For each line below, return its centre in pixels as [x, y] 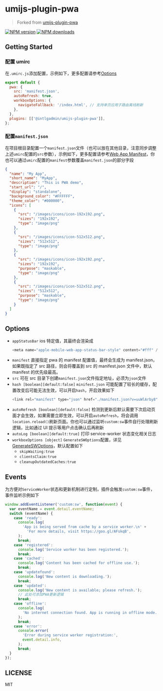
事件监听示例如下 [22, 495]
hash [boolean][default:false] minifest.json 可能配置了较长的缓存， [82, 384]
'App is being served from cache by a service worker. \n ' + [84, 527]
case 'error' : [28, 626]
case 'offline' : [30, 604]
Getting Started [29, 47]
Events [16, 477]
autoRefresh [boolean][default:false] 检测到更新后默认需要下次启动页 [84, 410]
